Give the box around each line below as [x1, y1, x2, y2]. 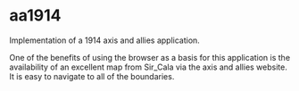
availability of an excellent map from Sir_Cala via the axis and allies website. [9, 62, 287, 72]
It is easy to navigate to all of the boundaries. [9, 70, 175, 81]
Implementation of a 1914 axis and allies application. [9, 35, 201, 45]
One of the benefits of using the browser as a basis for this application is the [9, 52, 291, 62]
